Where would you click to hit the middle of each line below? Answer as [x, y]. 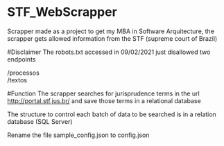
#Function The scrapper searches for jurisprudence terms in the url [103, 93]
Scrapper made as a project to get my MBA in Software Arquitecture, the [111, 31]
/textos [17, 80]
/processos [23, 73]
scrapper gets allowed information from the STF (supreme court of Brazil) [112, 38]
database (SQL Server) [40, 121]
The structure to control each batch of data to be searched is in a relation [112, 114]
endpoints [21, 59]
